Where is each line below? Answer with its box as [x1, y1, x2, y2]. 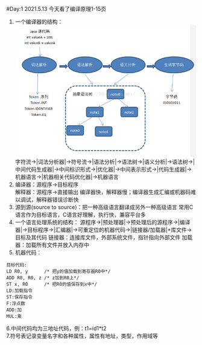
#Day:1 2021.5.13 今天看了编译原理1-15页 [6, 5, 107, 12]
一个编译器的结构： [14, 18, 63, 25]
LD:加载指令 [6, 288, 33, 294]
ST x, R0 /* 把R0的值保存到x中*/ [6, 281, 98, 287]
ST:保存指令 [6, 294, 33, 300]
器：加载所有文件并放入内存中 [14, 241, 89, 248]
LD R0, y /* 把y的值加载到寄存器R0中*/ [6, 268, 111, 274]
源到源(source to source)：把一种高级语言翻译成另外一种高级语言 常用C [14, 203, 194, 210]
